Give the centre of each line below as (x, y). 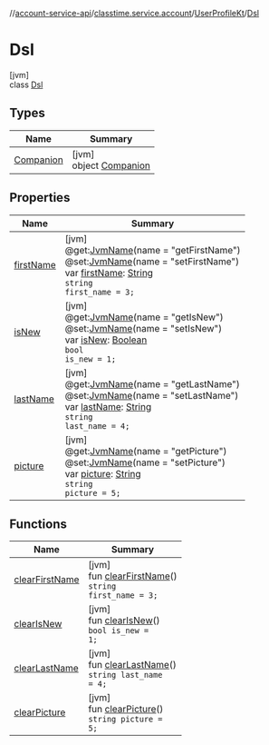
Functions (38, 524)
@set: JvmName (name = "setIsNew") (144, 328)
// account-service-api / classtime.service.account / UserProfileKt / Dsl (134, 13)
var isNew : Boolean (106, 340)
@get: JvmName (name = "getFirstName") (153, 250)
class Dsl (26, 84)
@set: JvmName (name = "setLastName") (152, 395)
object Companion (111, 165)
